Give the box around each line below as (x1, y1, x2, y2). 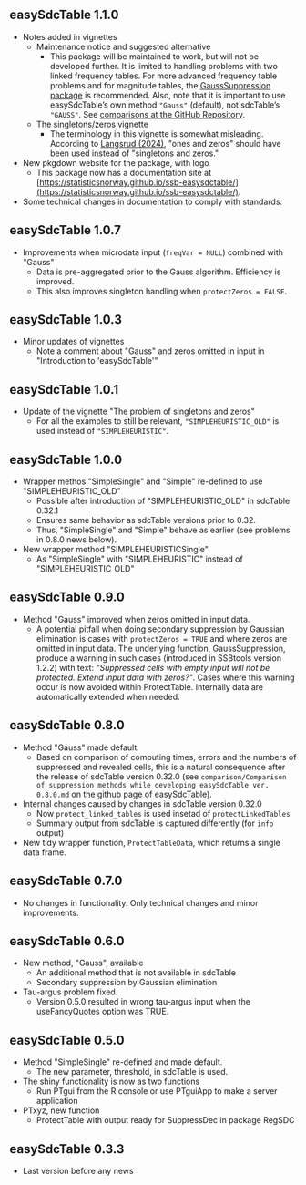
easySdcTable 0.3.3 (9, 1141, 125, 1157)
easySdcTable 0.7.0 (9, 873, 123, 889)
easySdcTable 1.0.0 (9, 451, 123, 468)
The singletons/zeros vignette (36, 118, 148, 129)
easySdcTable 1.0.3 (9, 312, 123, 327)
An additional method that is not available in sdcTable (36, 967, 237, 978)
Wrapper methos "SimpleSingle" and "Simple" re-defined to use (22, 476, 263, 487)
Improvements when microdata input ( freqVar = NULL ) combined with (22, 246, 284, 258)
